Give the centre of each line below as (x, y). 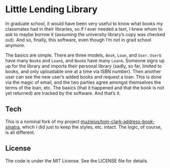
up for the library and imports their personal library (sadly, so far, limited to (83, 66)
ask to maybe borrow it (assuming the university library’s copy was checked (85, 34)
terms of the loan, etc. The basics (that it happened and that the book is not (85, 87)
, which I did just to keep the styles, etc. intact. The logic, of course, (91, 127)
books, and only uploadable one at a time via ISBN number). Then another (83, 71)
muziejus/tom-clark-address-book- (118, 122)
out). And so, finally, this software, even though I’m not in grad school (78, 40)
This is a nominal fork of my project (43, 122)
